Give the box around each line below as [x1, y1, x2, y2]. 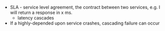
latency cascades [17, 15, 54, 20]
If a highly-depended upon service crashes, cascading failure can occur [10, 20, 160, 26]
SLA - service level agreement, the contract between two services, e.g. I [10, 4, 160, 10]
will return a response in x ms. [10, 9, 73, 15]
